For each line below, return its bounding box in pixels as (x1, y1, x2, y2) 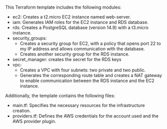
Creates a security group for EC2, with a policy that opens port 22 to (19, 40, 161, 46)
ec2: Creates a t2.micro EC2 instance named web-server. (12, 14, 131, 19)
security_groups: (12, 35, 47, 41)
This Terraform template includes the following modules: (5, 4, 121, 10)
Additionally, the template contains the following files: (5, 92, 115, 98)
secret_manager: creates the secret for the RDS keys (12, 56, 121, 62)
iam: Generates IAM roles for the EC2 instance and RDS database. (12, 19, 148, 25)
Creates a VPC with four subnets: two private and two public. (19, 67, 146, 73)
